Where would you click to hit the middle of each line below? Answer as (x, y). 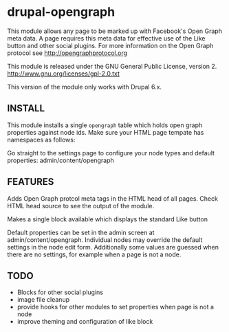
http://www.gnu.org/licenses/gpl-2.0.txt (64, 74)
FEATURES (31, 182)
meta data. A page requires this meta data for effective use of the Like (106, 38)
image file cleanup (43, 300)
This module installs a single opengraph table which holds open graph (105, 125)
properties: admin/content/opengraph (61, 160)
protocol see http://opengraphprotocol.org (67, 53)
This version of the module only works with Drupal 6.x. (85, 87)
